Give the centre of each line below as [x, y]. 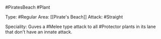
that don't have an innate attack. [39, 32]
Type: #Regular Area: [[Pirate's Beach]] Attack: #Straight [64, 17]
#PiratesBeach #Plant [28, 7]
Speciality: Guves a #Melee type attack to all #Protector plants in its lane [80, 26]
